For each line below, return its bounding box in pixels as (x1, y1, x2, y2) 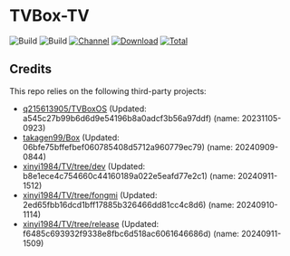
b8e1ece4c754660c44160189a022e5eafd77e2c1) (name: (22, 170, 236, 181)
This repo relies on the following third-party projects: (9, 85, 207, 96)
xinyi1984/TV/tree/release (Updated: (22, 218, 159, 229)
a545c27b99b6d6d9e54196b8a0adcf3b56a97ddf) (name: (22, 112, 240, 123)
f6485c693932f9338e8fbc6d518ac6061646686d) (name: (22, 228, 240, 239)
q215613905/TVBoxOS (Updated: (22, 103, 147, 114)
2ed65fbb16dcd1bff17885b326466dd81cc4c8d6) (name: (22, 199, 235, 210)
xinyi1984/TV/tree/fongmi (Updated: (22, 189, 158, 200)
